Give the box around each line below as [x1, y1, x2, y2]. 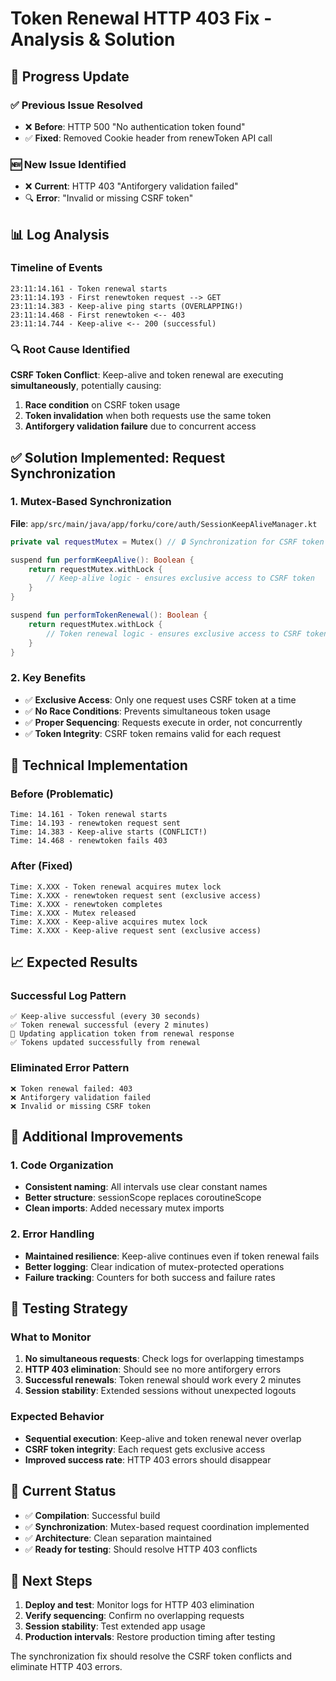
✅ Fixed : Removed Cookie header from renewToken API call [24, 132, 273, 144]
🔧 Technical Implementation [10, 757, 188, 774]
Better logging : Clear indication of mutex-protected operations [24, 1260, 285, 1272]
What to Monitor [10, 1330, 92, 1344]
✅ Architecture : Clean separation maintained [24, 1532, 212, 1544]
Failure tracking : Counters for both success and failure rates [24, 1271, 276, 1283]
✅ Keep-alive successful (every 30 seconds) [10, 1012, 201, 1022]
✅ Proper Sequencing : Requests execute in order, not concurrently [24, 716, 303, 728]
